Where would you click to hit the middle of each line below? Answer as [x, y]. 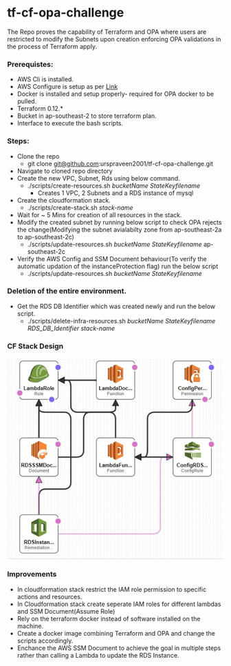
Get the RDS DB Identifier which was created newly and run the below [116, 306]
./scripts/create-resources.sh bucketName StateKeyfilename [114, 185]
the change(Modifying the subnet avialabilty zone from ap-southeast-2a [119, 230]
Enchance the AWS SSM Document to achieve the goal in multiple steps [119, 648]
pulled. [27, 101]
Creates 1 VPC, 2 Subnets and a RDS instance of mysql [115, 193]
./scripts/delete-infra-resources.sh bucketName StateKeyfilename [121, 321]
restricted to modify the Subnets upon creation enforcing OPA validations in [114, 39]
